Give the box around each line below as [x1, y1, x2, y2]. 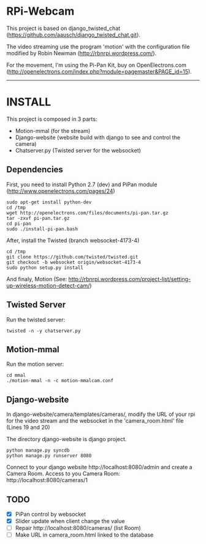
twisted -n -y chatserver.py [6, 328, 81, 334]
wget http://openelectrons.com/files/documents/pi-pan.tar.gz [6, 210, 169, 216]
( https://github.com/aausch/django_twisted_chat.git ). [6, 31, 141, 38]
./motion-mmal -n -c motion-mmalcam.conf [6, 378, 114, 384]
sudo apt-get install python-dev [6, 199, 92, 205]
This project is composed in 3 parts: [6, 115, 97, 123]
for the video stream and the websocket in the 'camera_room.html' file [6, 417, 184, 425]
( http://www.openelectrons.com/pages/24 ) [6, 187, 115, 194]
